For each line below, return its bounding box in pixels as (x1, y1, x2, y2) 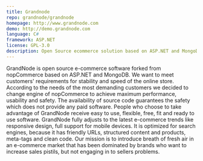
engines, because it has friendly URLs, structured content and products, (6, 128, 186, 136)
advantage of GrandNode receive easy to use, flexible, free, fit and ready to (6, 109, 195, 116)
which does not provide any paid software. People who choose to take (6, 103, 182, 110)
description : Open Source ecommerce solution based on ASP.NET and (6, 48, 180, 54)
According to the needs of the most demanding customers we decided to (6, 84, 189, 91)
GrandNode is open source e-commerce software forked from (6, 65, 161, 72)
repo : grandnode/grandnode (6, 14, 74, 21)
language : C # (6, 31, 39, 37)
